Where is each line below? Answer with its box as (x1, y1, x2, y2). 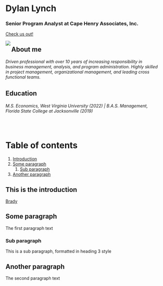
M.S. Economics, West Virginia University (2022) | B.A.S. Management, (5, 103, 148, 109)
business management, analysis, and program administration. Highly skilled (5, 64, 158, 70)
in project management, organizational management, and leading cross (5, 69, 150, 75)
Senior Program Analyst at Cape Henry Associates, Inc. (5, 20, 139, 27)
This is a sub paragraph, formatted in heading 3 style (5, 248, 112, 254)
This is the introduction (5, 185, 77, 194)
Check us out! (5, 31, 33, 37)
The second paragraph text (5, 275, 60, 281)
